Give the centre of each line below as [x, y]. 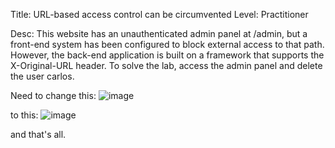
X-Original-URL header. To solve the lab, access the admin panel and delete [166, 65]
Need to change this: [53, 95]
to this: [24, 115]
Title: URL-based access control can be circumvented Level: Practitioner [159, 14]
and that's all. [38, 134]
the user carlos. [42, 76]
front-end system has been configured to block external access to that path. [167, 44]
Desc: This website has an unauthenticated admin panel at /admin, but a [159, 33]
